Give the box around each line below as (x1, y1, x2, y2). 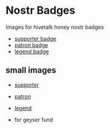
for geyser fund (14, 116, 53, 123)
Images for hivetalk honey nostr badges (5, 23, 105, 31)
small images (5, 65, 57, 76)
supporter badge (14, 35, 57, 42)
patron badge (14, 41, 49, 49)
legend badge (14, 47, 49, 55)
